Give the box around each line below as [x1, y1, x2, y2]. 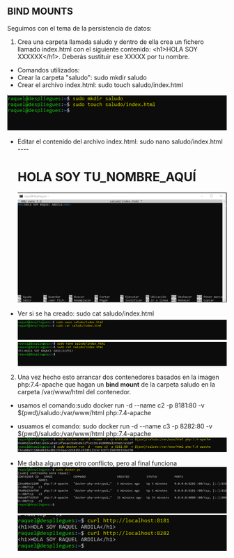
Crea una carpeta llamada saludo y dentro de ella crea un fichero [17, 38, 204, 46]
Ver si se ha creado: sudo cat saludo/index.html [17, 309, 155, 318]
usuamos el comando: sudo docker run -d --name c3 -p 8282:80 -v [17, 421, 212, 431]
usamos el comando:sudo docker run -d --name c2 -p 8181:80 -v [17, 401, 205, 410]
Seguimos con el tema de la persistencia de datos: [7, 24, 152, 32]
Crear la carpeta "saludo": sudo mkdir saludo [17, 73, 148, 82]
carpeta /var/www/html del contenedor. [17, 387, 132, 396]
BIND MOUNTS [7, 6, 73, 17]
